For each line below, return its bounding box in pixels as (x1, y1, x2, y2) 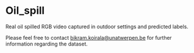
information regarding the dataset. (5, 40, 88, 47)
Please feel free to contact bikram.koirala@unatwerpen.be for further (5, 34, 172, 41)
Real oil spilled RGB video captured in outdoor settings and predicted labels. (5, 23, 189, 30)
